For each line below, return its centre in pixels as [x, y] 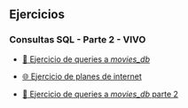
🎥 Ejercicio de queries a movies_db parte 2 [100, 94]
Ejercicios [37, 15]
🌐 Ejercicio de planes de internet [82, 76]
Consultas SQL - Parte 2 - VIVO [78, 40]
